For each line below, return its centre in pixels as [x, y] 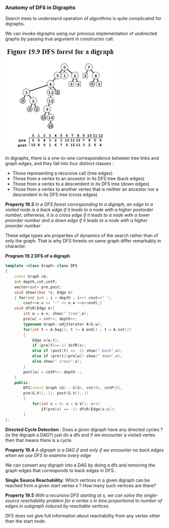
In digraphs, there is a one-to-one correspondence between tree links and [82, 158]
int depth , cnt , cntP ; [36, 282]
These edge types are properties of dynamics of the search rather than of [82, 236]
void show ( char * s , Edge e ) [44, 292]
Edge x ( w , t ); [46, 340]
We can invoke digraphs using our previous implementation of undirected [81, 34]
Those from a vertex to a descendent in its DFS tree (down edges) [81, 184]
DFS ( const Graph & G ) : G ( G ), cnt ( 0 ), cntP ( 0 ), [73, 388]
